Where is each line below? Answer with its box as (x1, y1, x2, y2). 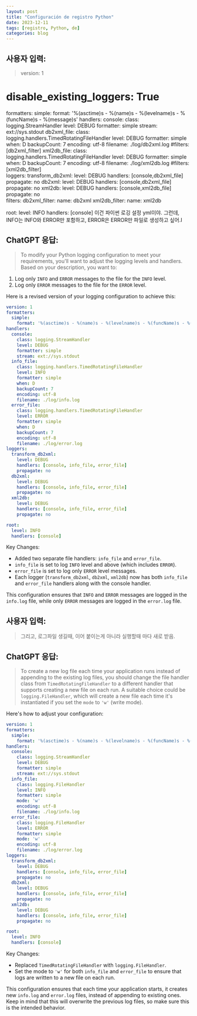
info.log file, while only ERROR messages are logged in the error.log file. (6, 597, 182, 605)
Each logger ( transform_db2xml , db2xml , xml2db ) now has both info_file (14, 574, 188, 581)
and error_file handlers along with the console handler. (14, 580, 151, 587)
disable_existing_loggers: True (6, 90, 159, 103)
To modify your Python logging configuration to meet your (20, 251, 161, 258)
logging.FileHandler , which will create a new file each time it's (20, 692, 173, 699)
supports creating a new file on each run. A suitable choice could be (20, 687, 186, 694)
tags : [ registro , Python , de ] (6, 25, 80, 31)
